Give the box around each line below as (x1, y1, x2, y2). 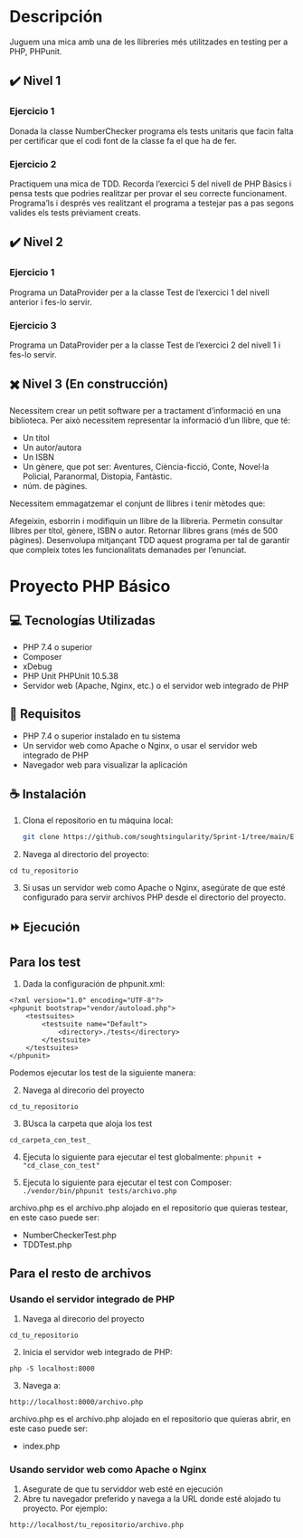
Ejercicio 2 (9, 158, 57, 170)
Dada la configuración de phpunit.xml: (22, 979, 166, 989)
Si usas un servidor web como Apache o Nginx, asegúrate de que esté (22, 883, 286, 893)
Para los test (9, 955, 81, 970)
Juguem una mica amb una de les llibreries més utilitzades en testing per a (9, 36, 289, 47)
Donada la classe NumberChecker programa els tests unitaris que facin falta (9, 125, 294, 137)
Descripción (9, 6, 103, 27)
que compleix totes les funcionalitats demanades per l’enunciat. (9, 544, 247, 555)
